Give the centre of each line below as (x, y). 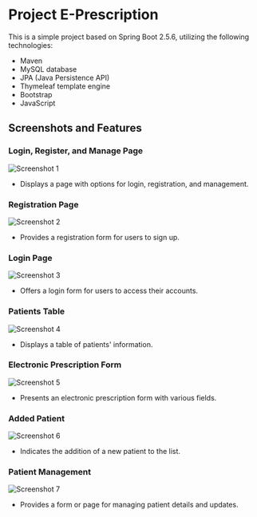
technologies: (31, 45)
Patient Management (50, 472)
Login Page (31, 258)
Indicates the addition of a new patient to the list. (100, 452)
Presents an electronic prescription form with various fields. (118, 397)
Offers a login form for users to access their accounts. (109, 291)
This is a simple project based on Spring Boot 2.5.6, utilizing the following (129, 37)
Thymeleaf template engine (65, 86)
